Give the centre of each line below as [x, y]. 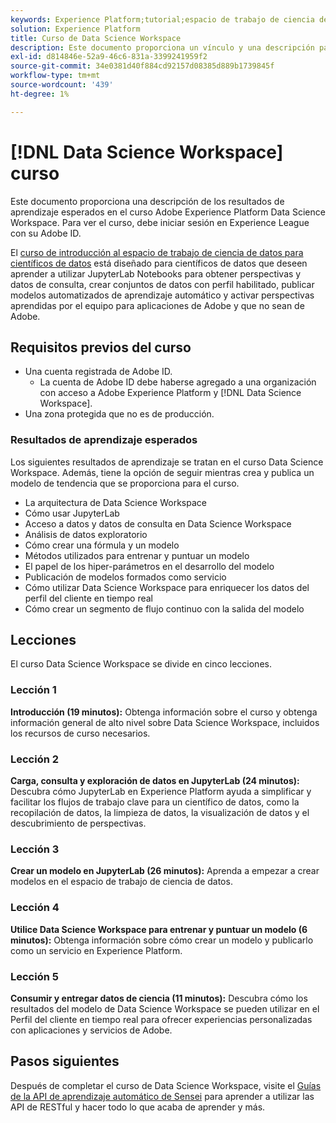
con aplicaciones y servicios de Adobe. [91, 1030]
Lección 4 [35, 908]
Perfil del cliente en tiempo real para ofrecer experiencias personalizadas [161, 1019]
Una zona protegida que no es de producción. [119, 414]
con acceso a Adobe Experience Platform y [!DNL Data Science [170, 393]
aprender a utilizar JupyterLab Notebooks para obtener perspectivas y [156, 273]
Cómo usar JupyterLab [72, 513]
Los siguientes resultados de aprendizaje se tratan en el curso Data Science [167, 462]
